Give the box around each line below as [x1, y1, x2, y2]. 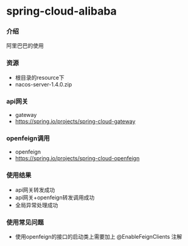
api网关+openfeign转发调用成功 [15, 194, 95, 201]
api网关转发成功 [15, 186, 55, 193]
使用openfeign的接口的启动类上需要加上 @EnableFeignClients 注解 [15, 233, 183, 240]
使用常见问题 [6, 218, 44, 227]
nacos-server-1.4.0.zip [15, 80, 72, 88]
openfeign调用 [6, 134, 50, 142]
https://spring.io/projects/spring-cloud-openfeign [15, 155, 140, 162]
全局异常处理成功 [15, 201, 58, 208]
